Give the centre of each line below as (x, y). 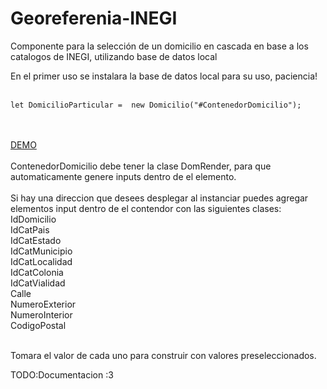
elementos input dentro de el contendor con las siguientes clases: (146, 208)
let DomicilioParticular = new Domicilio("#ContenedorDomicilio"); (156, 105)
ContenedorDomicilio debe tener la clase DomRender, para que (141, 166)
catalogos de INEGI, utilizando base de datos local (114, 56)
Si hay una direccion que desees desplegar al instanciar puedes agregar (159, 198)
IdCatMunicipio (41, 251)
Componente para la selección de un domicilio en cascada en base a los (159, 46)
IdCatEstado (36, 240)
